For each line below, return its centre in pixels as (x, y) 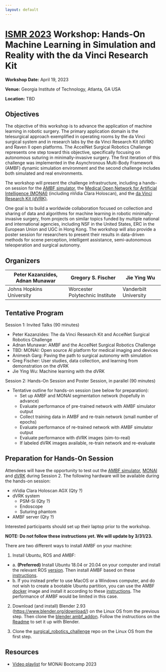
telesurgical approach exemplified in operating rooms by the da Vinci (75, 137)
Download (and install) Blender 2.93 (49, 606)
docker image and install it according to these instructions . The (76, 591)
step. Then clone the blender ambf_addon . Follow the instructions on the (86, 616)
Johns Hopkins (25, 289)
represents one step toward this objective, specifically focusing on (73, 152)
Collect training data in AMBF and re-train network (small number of (89, 417)
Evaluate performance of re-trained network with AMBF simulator (86, 427)
